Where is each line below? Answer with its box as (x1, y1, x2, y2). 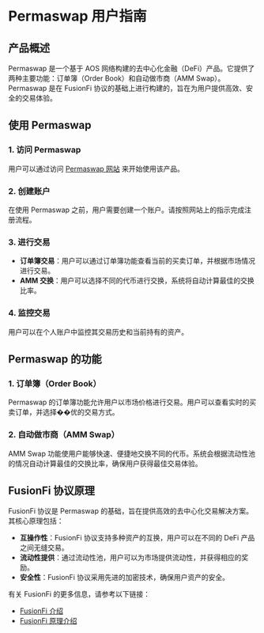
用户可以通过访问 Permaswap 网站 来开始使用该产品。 (8, 164, 184, 173)
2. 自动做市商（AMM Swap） (8, 429, 120, 440)
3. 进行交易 (8, 237, 51, 248)
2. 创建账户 (8, 185, 51, 196)
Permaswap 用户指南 (8, 7, 147, 25)
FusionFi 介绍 (19, 606, 63, 616)
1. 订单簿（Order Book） (8, 377, 101, 389)
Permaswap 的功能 (8, 352, 102, 366)
